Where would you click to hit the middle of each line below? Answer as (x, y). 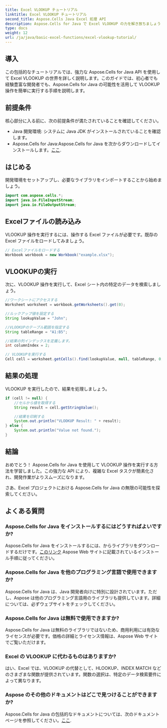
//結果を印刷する (29, 416)
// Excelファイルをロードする (33, 250)
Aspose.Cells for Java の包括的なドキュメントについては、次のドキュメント (83, 714)
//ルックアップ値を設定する (30, 314)
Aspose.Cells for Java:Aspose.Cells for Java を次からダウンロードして (84, 144)
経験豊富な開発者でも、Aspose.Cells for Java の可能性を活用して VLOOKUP (83, 84)
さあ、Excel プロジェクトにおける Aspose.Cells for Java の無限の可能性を (81, 488)
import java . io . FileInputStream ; (40, 200)
